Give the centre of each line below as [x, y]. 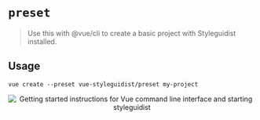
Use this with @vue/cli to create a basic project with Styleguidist [132, 33]
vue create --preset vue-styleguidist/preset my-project [103, 84]
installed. [42, 42]
